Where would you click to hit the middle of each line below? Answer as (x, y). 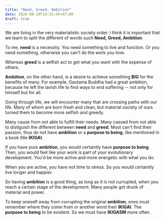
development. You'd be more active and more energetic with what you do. (80, 158)
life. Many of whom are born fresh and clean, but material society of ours (79, 107)
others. (12, 67)
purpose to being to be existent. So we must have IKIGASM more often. (78, 212)
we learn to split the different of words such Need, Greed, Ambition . (74, 38)
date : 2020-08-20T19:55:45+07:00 (39, 14)
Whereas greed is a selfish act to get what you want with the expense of (79, 62)
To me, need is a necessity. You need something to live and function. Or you (82, 48)
